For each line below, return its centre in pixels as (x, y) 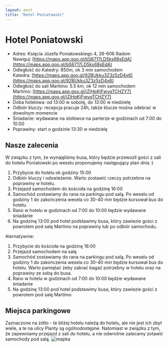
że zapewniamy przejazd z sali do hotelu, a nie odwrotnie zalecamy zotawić (84, 334)
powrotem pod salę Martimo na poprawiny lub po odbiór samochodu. (85, 227)
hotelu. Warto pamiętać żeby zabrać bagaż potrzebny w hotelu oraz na (87, 268)
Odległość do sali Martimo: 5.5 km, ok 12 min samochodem (74, 86)
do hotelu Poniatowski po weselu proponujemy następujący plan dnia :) (79, 163)
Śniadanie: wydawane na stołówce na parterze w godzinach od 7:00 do (87, 118)
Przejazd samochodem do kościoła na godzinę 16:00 (68, 189)
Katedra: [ (23, 75)
